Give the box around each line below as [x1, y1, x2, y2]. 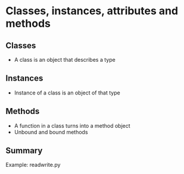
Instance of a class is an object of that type [14, 89, 120, 96]
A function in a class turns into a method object [14, 122, 130, 129]
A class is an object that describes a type [14, 56, 116, 63]
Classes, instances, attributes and [5, 4, 179, 18]
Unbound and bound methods [14, 128, 88, 135]
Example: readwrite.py [5, 162, 61, 169]
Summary [5, 145, 43, 156]
